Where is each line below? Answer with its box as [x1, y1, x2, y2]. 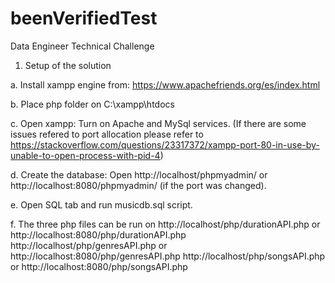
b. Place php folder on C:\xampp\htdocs [10, 98, 175, 110]
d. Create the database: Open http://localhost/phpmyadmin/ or [10, 168, 268, 181]
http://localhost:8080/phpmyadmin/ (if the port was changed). [10, 179, 267, 191]
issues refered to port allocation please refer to [10, 128, 204, 140]
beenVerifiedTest [10, 7, 158, 30]
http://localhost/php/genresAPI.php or [10, 239, 168, 251]
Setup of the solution [24, 59, 112, 71]
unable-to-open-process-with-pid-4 [10, 149, 161, 161]
